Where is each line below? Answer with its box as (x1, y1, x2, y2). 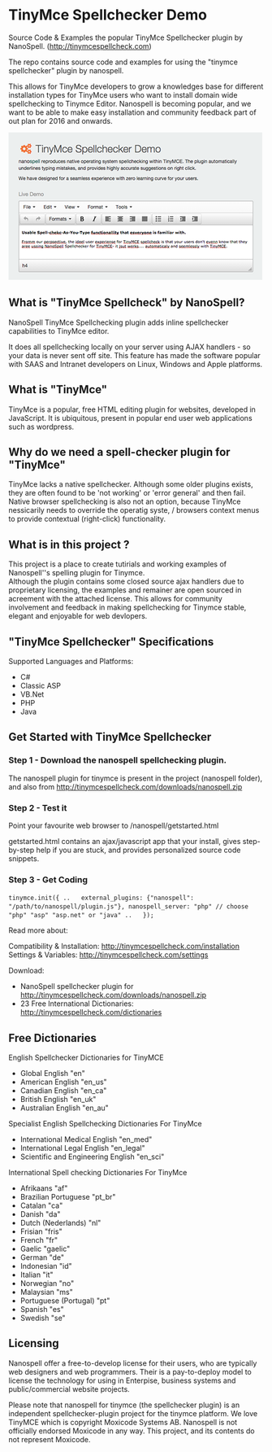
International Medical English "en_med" (19, 1135, 153, 1144)
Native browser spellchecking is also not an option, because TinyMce (8, 496, 241, 506)
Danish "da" (19, 1209, 61, 1219)
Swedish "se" (19, 1313, 67, 1323)
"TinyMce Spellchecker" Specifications (8, 635, 214, 649)
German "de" (19, 1253, 65, 1262)
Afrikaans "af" (19, 1183, 68, 1193)
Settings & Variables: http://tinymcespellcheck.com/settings (8, 950, 209, 960)
